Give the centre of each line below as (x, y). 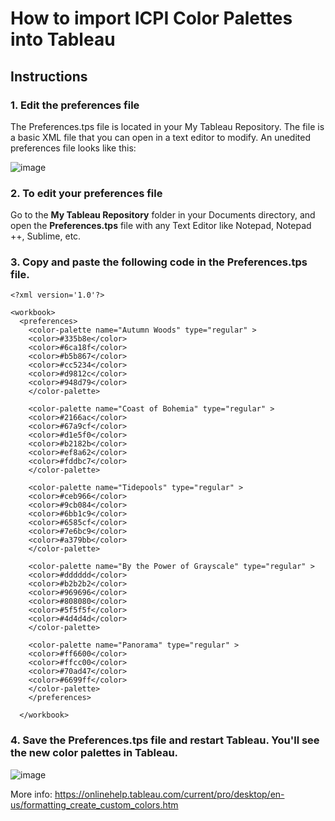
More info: (31, 794)
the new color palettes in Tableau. (94, 753)
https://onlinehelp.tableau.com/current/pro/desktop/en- (169, 794)
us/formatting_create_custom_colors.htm (94, 804)
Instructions (49, 76)
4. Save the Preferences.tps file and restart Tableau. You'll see (165, 740)
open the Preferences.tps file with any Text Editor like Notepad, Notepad (161, 226)
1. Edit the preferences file (75, 105)
